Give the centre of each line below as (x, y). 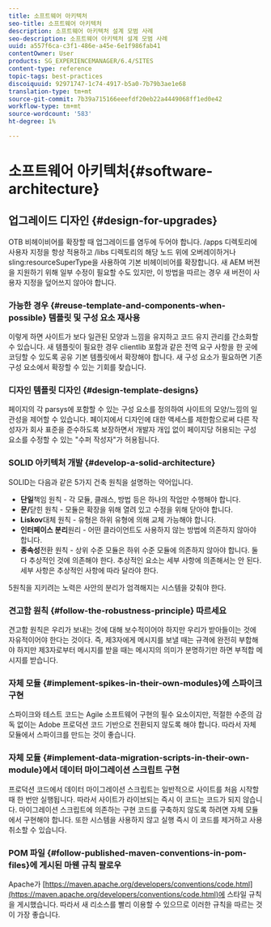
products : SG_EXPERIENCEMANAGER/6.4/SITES (81, 62)
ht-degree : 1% (32, 122)
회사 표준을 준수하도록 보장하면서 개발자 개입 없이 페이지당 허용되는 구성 (143, 430)
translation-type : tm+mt (50, 91)
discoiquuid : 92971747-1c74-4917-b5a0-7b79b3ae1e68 (97, 84)
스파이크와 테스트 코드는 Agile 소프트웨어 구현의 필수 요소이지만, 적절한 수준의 (131, 715)
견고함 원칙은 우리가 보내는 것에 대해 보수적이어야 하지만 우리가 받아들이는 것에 (133, 630)
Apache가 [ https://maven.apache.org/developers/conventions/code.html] (131, 884)
